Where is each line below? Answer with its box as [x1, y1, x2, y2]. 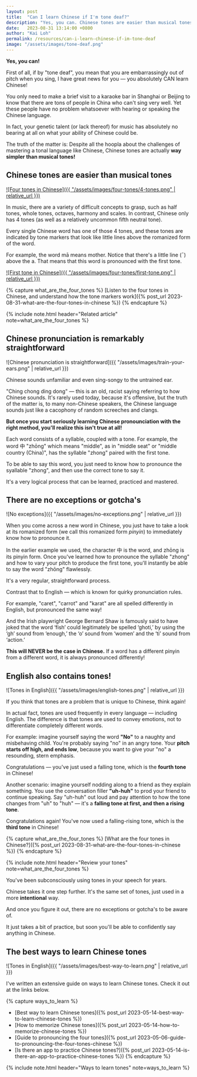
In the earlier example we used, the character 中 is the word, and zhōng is [6, 546, 185, 553]
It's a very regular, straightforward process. [6, 577, 111, 584]
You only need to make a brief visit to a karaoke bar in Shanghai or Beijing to [6, 92, 191, 100]
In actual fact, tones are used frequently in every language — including [6, 709, 178, 716]
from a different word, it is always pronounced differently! [6, 654, 145, 661]
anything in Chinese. [6, 930, 56, 937]
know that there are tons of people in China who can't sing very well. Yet [6, 99, 182, 106]
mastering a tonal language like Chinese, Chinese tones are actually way [6, 146, 182, 154]
